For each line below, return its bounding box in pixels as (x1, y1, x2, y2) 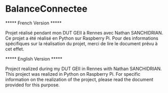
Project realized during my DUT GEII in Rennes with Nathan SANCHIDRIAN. (5, 66, 162, 72)
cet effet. (5, 46, 24, 52)
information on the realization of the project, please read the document (5, 76, 154, 82)
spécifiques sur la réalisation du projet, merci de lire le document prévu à (5, 40, 158, 46)
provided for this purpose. (5, 82, 60, 88)
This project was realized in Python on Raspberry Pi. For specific (5, 71, 141, 77)
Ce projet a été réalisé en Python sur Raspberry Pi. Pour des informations (5, 35, 158, 41)
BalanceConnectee (5, 3, 88, 15)
